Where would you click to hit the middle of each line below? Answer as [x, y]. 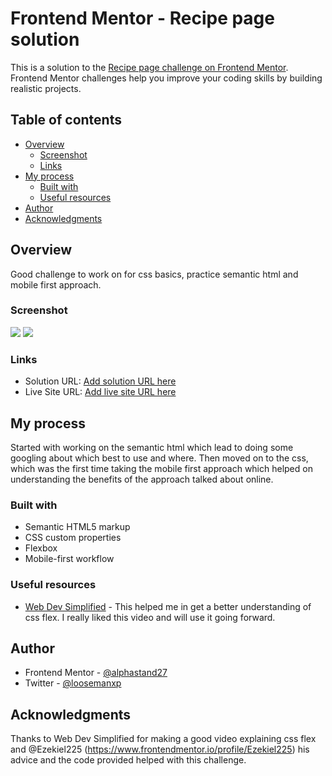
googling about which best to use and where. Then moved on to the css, [159, 458]
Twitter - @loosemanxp [73, 683]
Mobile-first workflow [69, 559]
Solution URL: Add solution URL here [100, 381]
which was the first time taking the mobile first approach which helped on [161, 468]
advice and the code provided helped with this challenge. [128, 760]
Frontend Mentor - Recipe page [142, 18]
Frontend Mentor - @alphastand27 [96, 673]
